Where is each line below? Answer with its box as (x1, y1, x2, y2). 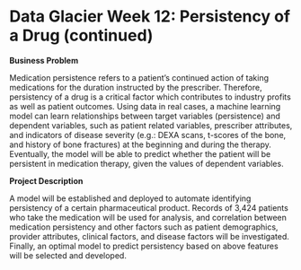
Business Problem (9, 55, 79, 65)
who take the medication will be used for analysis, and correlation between (9, 212, 288, 222)
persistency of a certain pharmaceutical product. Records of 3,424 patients (9, 202, 289, 213)
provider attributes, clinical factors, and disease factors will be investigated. (9, 231, 289, 241)
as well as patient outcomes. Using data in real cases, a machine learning (9, 100, 281, 111)
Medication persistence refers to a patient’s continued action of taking (9, 72, 270, 83)
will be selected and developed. (9, 249, 128, 261)
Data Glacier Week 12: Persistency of (9, 6, 290, 27)
